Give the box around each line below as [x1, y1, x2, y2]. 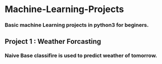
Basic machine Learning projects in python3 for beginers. [5, 22, 149, 29]
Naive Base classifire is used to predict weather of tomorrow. [5, 52, 157, 59]
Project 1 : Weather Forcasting [5, 37, 101, 46]
